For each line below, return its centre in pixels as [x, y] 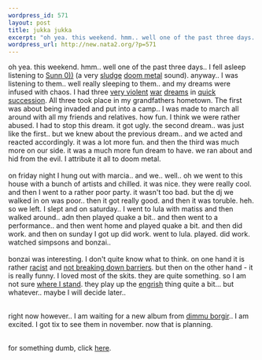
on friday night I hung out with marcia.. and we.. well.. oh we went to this [125, 176]
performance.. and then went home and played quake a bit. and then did [125, 226]
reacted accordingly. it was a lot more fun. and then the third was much [124, 142]
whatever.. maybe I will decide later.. [67, 292]
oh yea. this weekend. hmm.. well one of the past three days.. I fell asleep [127, 67]
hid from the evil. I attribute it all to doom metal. [85, 159]
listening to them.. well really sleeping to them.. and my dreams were [119, 84]
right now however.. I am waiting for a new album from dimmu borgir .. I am [129, 316]
